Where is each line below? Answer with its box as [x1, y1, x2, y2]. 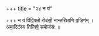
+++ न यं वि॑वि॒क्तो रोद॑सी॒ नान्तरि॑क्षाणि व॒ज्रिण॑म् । [6, 17, 94, 24]
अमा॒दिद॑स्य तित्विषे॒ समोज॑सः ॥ [6, 24, 60, 30]
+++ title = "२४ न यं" [6, 5, 53, 12]
